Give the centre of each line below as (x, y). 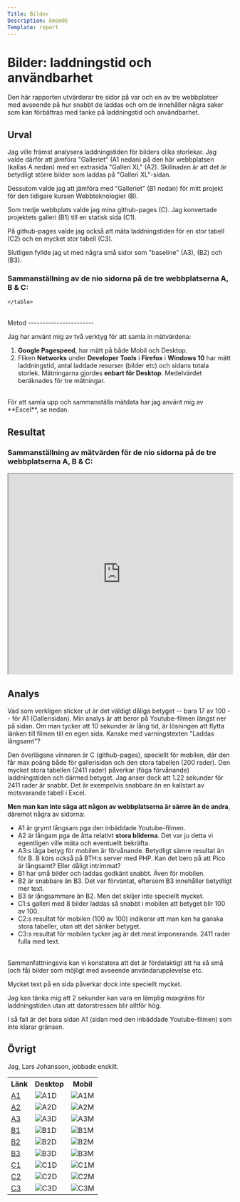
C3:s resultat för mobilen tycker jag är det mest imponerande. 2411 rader (124, 934)
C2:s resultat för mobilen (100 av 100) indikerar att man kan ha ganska (120, 919)
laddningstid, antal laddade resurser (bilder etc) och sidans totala (113, 366)
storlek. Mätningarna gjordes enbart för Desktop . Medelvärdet (110, 373)
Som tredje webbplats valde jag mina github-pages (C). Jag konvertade (112, 210)
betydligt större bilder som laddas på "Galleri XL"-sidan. (89, 174)
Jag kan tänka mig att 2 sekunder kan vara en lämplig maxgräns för (106, 998)
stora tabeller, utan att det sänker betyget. (79, 926)
